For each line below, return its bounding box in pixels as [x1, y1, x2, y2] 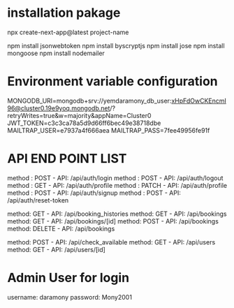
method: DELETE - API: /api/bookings [7, 224, 115, 233]
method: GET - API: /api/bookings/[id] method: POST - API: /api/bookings [7, 217, 219, 225]
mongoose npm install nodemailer [7, 49, 105, 57]
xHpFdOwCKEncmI [170, 96, 227, 105]
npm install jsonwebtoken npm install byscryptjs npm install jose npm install [7, 41, 225, 50]
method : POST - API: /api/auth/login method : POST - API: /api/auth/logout [7, 173, 224, 182]
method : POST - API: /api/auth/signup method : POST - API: [7, 189, 182, 197]
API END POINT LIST [7, 151, 127, 167]
